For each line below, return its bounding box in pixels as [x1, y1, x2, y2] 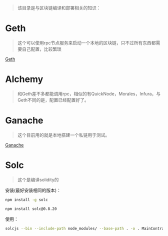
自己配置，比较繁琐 [21, 46, 61, 52]
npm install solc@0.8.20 [5, 206, 57, 211]
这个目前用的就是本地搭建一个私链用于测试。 [17, 132, 110, 138]
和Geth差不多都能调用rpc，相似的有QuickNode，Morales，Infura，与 [17, 90, 161, 96]
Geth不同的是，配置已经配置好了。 [17, 97, 89, 103]
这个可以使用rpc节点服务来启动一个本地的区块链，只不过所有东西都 [17, 39, 156, 45]
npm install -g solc [5, 197, 48, 202]
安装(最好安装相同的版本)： [5, 187, 61, 193]
